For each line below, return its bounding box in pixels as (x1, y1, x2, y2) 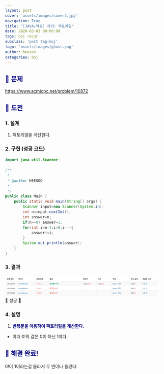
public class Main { (5, 194, 48, 199)
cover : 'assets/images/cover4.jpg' (5, 13, 78, 18)
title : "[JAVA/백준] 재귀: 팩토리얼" (5, 24, 74, 29)
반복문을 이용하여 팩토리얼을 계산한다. (12, 323, 84, 329)
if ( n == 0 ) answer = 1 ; (23, 220, 63, 225)
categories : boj (5, 55, 38, 60)
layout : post (5, 8, 32, 13)
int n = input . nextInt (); (23, 209, 71, 214)
